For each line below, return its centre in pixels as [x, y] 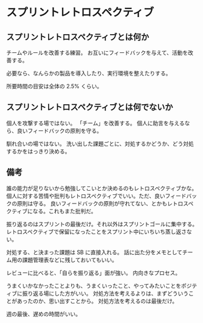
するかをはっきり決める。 [38, 151]
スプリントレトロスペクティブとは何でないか [90, 107]
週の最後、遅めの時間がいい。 [43, 314]
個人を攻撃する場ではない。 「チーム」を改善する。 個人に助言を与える [96, 123]
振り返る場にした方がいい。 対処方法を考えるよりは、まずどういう [105, 293]
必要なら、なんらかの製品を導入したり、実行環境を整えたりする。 [89, 73]
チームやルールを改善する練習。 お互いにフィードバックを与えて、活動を [97, 53]
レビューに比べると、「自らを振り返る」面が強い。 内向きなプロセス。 [94, 272]
